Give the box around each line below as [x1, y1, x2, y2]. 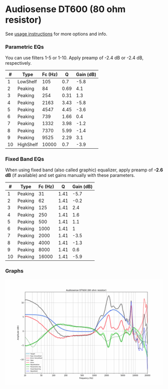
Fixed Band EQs [5, 155, 44, 162]
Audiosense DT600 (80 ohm [5, 4, 126, 15]
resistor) [5, 14, 42, 26]
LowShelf [17, 78, 37, 84]
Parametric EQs [5, 43, 44, 50]
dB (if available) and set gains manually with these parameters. [5, 172, 135, 178]
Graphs [5, 267, 24, 274]
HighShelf [17, 142, 38, 148]
